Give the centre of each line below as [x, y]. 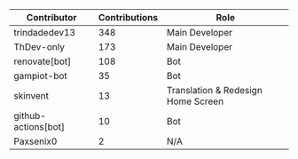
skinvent [31, 95]
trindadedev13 [45, 32]
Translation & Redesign [215, 90]
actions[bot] [39, 127]
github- [30, 116]
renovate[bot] [43, 61]
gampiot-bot [41, 76]
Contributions [128, 17]
